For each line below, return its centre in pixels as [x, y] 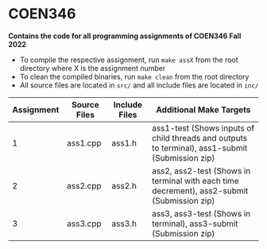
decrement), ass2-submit [200, 190]
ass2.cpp [84, 185]
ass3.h [124, 224]
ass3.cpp [84, 224]
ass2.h [124, 185]
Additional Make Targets [203, 110]
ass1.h [124, 142]
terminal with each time [196, 181]
